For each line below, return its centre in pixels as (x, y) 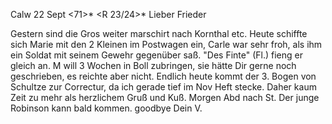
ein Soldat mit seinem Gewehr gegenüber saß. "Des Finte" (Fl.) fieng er (156, 55)
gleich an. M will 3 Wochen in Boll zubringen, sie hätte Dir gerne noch (153, 65)
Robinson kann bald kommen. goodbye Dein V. (106, 108)
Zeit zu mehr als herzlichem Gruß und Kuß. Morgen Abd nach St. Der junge (165, 97)
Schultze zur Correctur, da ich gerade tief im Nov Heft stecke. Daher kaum (163, 87)
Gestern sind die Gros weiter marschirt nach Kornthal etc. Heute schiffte (159, 33)
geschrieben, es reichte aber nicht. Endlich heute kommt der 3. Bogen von (163, 76)
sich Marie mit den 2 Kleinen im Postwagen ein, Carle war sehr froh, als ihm (166, 44)
